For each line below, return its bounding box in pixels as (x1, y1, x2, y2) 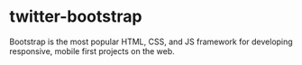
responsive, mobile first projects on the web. (9, 45, 176, 56)
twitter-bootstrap (9, 6, 142, 27)
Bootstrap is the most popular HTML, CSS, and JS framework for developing (9, 36, 293, 47)
